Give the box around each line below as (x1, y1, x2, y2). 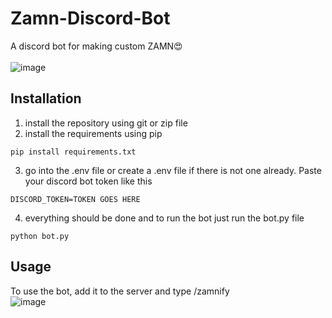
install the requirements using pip (24, 127, 163, 139)
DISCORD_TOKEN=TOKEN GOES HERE (10, 194, 141, 204)
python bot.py (10, 231, 70, 241)
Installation (10, 90, 82, 107)
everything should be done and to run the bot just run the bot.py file (24, 212, 305, 224)
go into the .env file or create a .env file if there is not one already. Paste (24, 164, 322, 176)
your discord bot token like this (24, 175, 153, 187)
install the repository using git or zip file (24, 117, 188, 129)
